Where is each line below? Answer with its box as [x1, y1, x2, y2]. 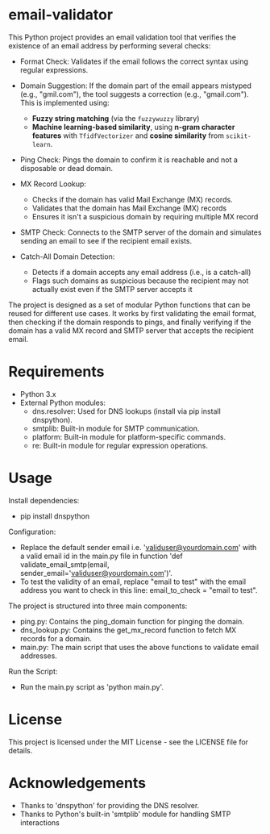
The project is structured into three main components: [8, 601, 188, 611]
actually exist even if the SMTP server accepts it [31, 284, 193, 294]
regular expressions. [19, 65, 89, 74]
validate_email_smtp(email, [19, 559, 110, 569]
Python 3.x [19, 389, 56, 398]
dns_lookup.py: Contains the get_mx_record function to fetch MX [19, 625, 237, 635]
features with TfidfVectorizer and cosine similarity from [31, 131, 224, 140]
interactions [19, 817, 60, 828]
